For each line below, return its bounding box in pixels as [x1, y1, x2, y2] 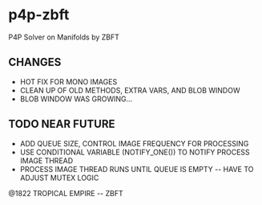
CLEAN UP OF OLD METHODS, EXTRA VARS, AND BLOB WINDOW [19, 85, 240, 95]
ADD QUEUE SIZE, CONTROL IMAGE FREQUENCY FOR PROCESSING [19, 138, 249, 148]
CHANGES [8, 55, 62, 69]
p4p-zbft [8, 6, 70, 24]
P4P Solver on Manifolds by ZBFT [8, 32, 120, 42]
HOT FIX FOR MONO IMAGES [19, 76, 118, 86]
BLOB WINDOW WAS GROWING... [19, 94, 133, 104]
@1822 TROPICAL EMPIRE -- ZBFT [8, 188, 124, 198]
